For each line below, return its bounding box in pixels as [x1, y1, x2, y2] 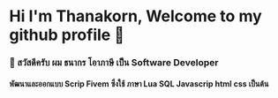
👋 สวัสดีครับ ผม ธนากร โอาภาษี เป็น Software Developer [9, 57, 219, 69]
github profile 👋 [9, 25, 125, 45]
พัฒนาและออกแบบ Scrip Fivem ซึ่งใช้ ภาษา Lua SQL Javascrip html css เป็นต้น [9, 78, 269, 89]
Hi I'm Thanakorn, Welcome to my [9, 6, 262, 26]
